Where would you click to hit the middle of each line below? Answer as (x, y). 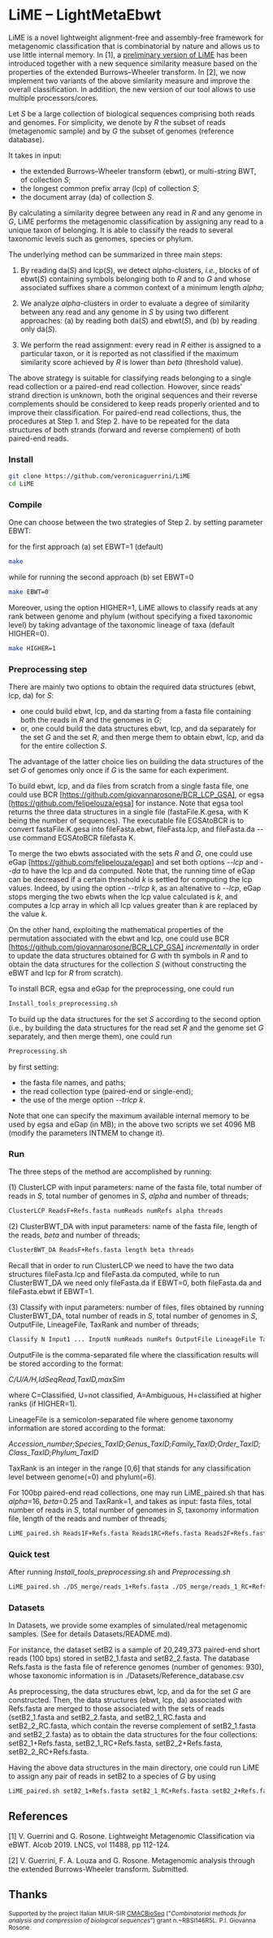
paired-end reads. (39, 438)
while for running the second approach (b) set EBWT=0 (101, 577)
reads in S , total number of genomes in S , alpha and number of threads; (129, 1196)
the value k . (28, 914)
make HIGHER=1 (32, 649)
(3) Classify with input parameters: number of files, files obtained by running (136, 1307)
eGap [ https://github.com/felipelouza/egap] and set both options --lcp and (133, 863)
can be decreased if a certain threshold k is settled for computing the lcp (130, 880)
